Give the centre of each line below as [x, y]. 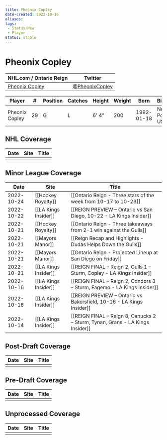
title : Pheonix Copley [29, 10]
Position [53, 101]
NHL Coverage [28, 139]
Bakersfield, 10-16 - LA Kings [107, 302]
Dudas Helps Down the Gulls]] [106, 244]
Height [101, 101]
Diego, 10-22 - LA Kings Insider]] [111, 216]
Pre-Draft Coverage [36, 380]
